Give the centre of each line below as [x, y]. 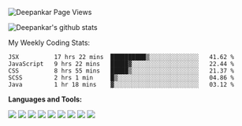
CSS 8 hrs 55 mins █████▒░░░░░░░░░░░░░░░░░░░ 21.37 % [121, 71]
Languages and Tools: [45, 99]
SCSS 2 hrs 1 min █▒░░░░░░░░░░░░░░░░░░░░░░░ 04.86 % [121, 78]
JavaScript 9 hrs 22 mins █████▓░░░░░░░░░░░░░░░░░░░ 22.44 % [121, 64]
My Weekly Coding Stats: [49, 43]
